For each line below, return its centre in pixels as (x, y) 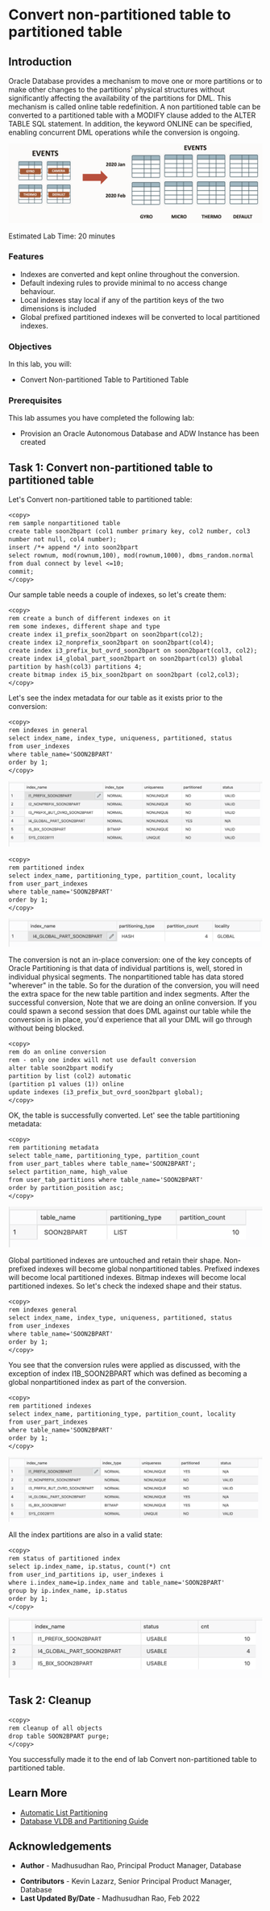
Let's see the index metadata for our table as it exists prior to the (116, 698)
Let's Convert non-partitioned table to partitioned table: (100, 500)
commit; (21, 572)
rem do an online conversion (57, 1052)
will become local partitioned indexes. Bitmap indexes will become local (127, 1278)
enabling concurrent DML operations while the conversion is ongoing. (124, 132)
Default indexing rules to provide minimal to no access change (124, 283)
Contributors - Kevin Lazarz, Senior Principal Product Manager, (126, 1881)
